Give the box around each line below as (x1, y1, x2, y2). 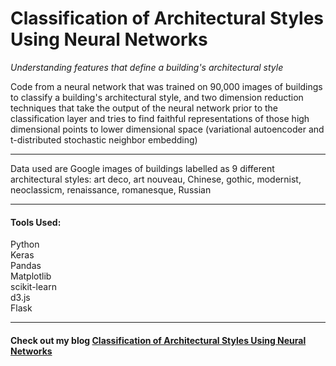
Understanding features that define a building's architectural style (10, 61, 284, 73)
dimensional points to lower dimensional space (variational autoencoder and (10, 123, 325, 135)
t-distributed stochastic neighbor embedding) (10, 133, 198, 146)
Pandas (10, 260, 42, 272)
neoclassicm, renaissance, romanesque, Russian (10, 183, 212, 196)
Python (10, 238, 40, 251)
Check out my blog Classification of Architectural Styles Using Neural (10, 334, 307, 346)
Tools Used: (10, 216, 62, 228)
